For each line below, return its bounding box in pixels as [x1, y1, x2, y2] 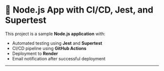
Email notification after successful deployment [12, 55, 106, 61]
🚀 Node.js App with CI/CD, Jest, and [5, 4, 154, 16]
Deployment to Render [12, 51, 58, 56]
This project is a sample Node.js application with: [5, 31, 106, 36]
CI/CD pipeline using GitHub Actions [12, 45, 87, 51]
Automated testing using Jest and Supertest [12, 40, 102, 46]
